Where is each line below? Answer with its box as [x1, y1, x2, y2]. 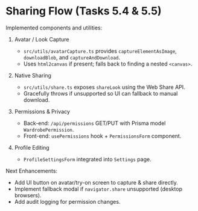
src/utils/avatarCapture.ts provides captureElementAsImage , [23, 47, 177, 55]
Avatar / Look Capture [14, 35, 69, 43]
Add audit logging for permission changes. [14, 198, 121, 205]
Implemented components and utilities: [5, 24, 103, 31]
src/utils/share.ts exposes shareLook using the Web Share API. [23, 83, 185, 91]
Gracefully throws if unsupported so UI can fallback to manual [23, 90, 178, 97]
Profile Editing [14, 144, 49, 151]
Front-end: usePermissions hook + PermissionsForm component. [23, 132, 182, 139]
